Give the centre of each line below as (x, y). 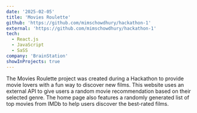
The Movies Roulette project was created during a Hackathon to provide (95, 79)
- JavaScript (28, 45)
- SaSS (20, 51)
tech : (13, 34)
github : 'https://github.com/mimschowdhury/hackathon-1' (79, 23)
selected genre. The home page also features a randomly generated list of (98, 97)
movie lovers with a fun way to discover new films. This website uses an (95, 84)
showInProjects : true (33, 61)
